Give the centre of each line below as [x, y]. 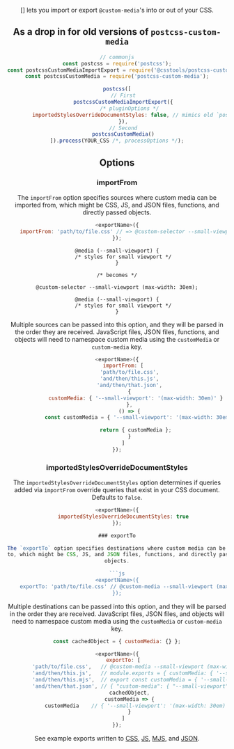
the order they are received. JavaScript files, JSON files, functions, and [117, 332]
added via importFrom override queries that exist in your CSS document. [117, 490]
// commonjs [117, 57]
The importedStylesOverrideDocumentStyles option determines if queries [117, 482]
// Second [123, 128]
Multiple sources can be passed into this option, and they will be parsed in [117, 324]
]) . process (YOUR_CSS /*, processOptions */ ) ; [117, 141]
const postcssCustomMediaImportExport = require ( [81, 70]
